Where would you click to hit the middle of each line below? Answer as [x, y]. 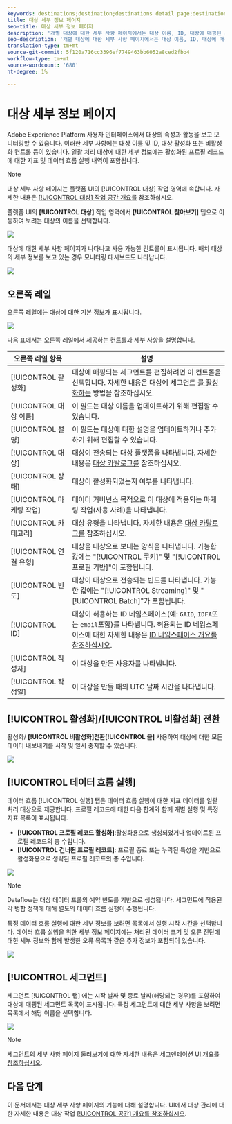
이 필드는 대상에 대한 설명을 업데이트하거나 [137, 429]
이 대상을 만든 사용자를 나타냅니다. [125, 664]
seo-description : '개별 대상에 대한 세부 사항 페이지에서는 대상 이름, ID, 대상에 [112, 40]
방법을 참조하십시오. [123, 393]
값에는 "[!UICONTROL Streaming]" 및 [139, 591]
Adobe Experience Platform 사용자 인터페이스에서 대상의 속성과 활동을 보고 [110, 135]
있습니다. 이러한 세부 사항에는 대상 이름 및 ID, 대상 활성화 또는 [121, 144]
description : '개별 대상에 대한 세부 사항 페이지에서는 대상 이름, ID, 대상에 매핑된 [114, 33]
